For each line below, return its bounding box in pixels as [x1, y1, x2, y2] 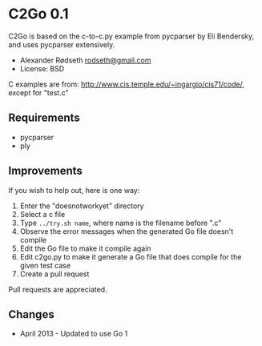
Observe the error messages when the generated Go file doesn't [19, 226, 234, 236]
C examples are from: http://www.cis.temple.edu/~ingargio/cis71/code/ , [8, 79, 244, 89]
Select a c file [19, 209, 66, 219]
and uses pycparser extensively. [8, 39, 115, 49]
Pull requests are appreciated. [8, 284, 107, 294]
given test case [19, 260, 71, 270]
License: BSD [19, 63, 65, 73]
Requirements [8, 111, 80, 125]
